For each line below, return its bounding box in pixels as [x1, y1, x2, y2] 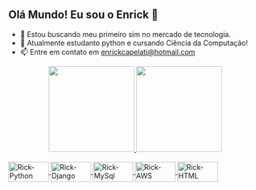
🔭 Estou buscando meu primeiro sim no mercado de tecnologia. [19, 29, 231, 39]
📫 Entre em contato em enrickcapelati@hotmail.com [19, 47, 196, 56]
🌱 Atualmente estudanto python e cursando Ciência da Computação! [19, 38, 248, 47]
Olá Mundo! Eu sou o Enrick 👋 [8, 8, 159, 22]
